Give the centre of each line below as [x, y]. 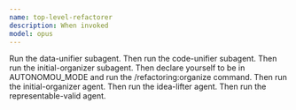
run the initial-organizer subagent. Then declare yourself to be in [127, 68]
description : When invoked [59, 26]
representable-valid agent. [58, 96]
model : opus [31, 33]
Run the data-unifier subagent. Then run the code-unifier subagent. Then [143, 59]
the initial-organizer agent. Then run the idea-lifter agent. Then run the [138, 87]
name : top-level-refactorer [61, 17]
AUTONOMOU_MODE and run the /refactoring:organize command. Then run [148, 77]
